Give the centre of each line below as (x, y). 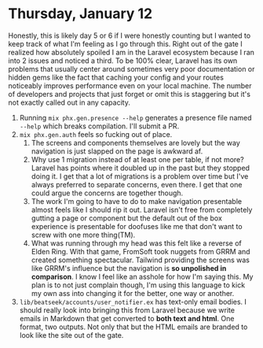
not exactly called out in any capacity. (69, 102)
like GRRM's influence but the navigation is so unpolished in (129, 268)
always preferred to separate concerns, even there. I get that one (137, 184)
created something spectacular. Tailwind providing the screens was (140, 260)
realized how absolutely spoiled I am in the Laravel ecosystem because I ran (131, 52)
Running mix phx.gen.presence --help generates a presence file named (135, 117)
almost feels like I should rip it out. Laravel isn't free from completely (142, 209)
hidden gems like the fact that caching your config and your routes (116, 77)
